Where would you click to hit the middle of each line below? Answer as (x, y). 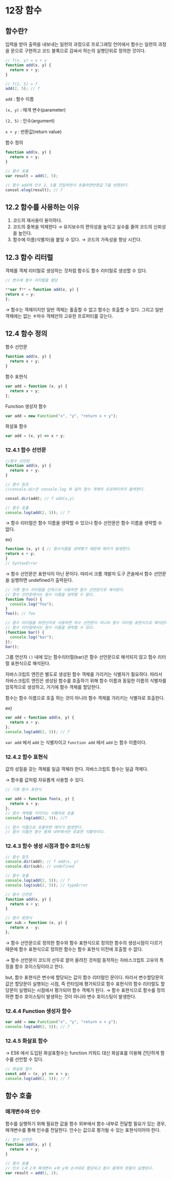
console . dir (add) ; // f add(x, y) (42, 862)
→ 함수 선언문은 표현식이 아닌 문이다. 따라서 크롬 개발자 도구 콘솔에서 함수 (79, 574)
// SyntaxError (21, 563)
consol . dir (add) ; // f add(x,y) (40, 498)
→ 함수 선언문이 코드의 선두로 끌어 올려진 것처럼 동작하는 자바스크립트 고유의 (82, 960)
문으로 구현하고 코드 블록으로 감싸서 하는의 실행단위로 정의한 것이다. (78, 51)
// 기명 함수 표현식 (24, 790)
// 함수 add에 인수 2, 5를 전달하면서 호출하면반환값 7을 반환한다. (67, 185)
